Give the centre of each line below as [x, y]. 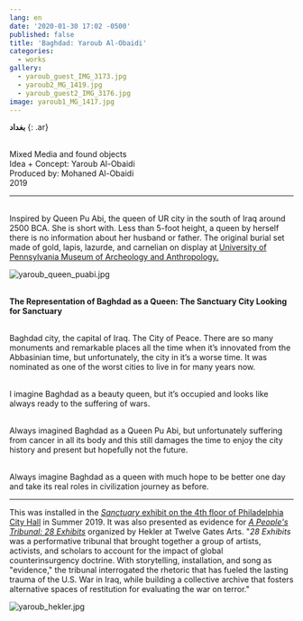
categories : [32, 51]
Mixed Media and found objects [68, 154]
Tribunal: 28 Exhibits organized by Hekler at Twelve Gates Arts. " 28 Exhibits [150, 532]
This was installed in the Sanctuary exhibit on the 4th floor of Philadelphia [147, 513]
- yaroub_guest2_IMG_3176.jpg [74, 93]
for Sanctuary [36, 311]
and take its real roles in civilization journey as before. [109, 487]
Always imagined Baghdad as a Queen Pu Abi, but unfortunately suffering [146, 431]
